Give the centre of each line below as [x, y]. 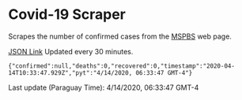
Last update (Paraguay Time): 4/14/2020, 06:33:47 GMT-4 [104, 87]
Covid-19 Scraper [67, 15]
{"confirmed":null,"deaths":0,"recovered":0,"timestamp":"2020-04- [122, 66]
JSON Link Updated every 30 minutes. [71, 51]
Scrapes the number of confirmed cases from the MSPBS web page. [120, 36]
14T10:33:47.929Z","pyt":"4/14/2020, [70, 72]
